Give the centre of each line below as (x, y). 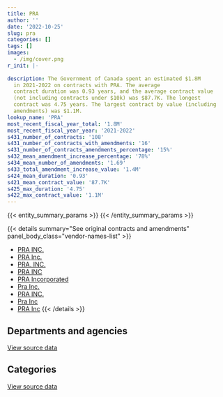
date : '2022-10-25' (36, 27)
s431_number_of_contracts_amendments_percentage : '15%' (90, 150)
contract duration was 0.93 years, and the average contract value (114, 91)
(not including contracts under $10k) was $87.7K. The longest (107, 98)
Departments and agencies (67, 331)
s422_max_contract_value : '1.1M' (56, 195)
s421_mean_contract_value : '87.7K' (59, 182)
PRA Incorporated (43, 279)
